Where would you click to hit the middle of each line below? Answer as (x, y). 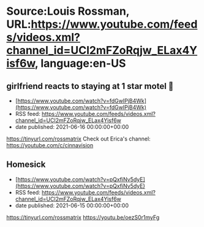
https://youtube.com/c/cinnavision (50, 145)
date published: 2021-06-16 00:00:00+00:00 (72, 127)
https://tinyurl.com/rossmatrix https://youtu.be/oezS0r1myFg (83, 217)
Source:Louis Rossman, (68, 11)
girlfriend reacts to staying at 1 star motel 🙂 (90, 86)
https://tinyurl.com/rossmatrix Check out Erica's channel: (79, 139)
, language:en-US (80, 63)
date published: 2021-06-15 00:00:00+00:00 (72, 205)
